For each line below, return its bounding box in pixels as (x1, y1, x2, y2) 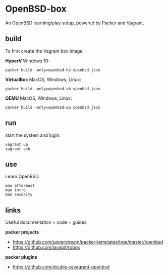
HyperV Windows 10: (5, 58, 49, 64)
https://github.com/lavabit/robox (12, 244, 80, 251)
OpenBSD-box (5, 3, 67, 15)
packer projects (5, 229, 39, 235)
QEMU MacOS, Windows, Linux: (5, 95, 72, 101)
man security (5, 192, 33, 198)
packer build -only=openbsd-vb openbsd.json (5, 86, 100, 91)
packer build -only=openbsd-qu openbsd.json (5, 105, 100, 110)
